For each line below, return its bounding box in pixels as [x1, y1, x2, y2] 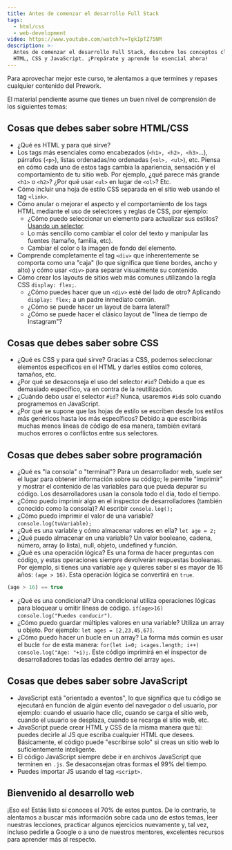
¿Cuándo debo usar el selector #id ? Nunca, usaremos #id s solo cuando [17, 392, 222, 401]
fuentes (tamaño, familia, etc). [27, 236, 113, 244]
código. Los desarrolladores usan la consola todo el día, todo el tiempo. [17, 489, 221, 498]
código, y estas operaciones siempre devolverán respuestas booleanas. [17, 556, 222, 564]
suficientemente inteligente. [17, 745, 97, 753]
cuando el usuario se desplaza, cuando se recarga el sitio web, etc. [17, 716, 209, 724]
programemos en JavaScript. [17, 399, 100, 408]
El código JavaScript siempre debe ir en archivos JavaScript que [17, 752, 202, 761]
